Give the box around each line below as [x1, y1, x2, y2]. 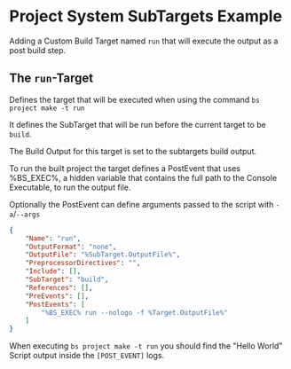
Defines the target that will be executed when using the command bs [9, 94, 260, 105]
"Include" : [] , [25, 267, 82, 276]
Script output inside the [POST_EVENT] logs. [9, 350, 165, 361]
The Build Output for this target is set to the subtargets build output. [9, 145, 257, 156]
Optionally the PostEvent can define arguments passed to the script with [9, 199, 274, 209]
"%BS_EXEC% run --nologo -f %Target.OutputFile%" [41, 308, 228, 317]
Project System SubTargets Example [9, 6, 282, 27]
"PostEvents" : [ [25, 300, 86, 309]
